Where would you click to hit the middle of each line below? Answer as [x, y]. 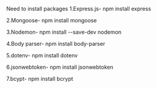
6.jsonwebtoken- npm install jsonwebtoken [60, 67]
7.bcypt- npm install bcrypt [40, 79]
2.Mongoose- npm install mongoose [52, 20]
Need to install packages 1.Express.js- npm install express [79, 9]
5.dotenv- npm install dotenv [42, 55]
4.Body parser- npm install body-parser [56, 44]
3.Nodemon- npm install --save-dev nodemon [64, 32]
